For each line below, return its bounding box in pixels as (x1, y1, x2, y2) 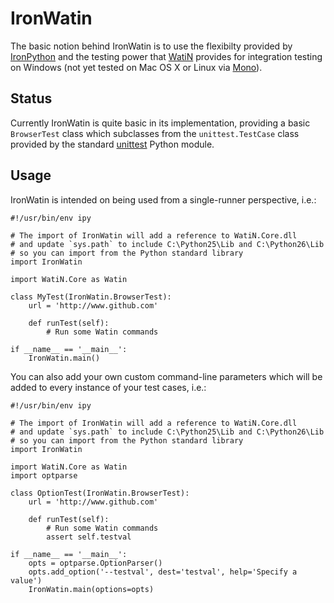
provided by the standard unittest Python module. (10, 138, 215, 150)
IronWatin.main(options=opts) (28, 584, 155, 594)
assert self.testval (46, 532, 132, 542)
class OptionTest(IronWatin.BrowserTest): (10, 488, 190, 498)
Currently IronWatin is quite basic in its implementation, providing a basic (10, 117, 311, 129)
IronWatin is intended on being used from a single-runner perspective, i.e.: (10, 193, 317, 206)
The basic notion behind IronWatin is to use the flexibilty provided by (10, 40, 293, 52)
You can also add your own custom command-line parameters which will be (10, 370, 323, 382)
